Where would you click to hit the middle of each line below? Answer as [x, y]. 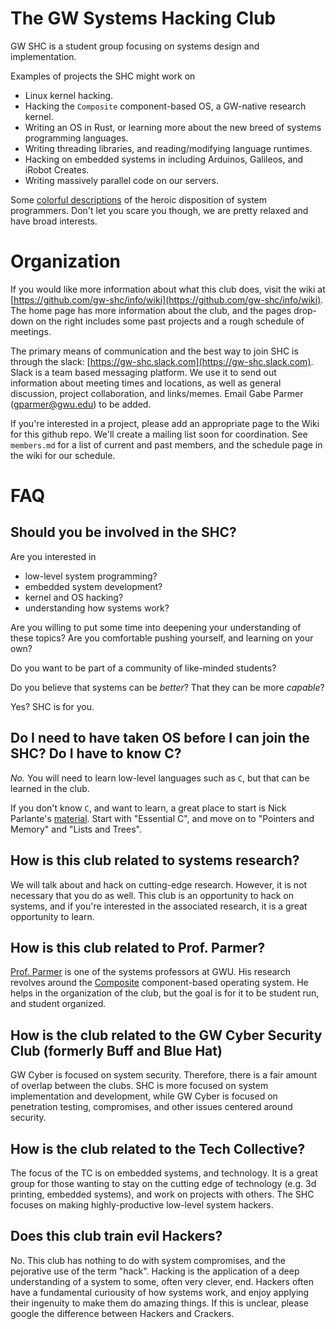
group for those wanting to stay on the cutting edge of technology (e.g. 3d [163, 1183]
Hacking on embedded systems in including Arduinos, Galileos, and [164, 159]
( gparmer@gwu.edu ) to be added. [81, 404]
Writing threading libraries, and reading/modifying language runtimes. [168, 148]
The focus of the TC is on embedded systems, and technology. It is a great [164, 1173]
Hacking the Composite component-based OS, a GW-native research [165, 106]
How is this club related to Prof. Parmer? [138, 947]
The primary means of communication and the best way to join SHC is [154, 351]
